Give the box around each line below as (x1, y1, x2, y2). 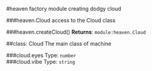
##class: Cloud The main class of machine (6, 40, 112, 47)
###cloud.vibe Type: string (6, 58, 75, 65)
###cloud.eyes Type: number (6, 52, 76, 59)
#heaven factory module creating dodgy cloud (6, 5, 121, 12)
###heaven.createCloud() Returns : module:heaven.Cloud (6, 28, 146, 35)
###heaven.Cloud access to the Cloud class (6, 17, 116, 23)
